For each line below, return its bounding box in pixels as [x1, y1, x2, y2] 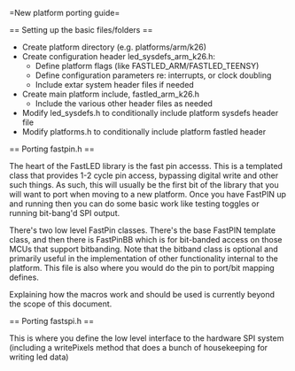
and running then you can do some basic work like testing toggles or [9, 198, 260, 209]
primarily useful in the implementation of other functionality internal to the [9, 253, 279, 264]
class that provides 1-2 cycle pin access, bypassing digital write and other [9, 170, 279, 181]
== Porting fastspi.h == [9, 316, 95, 326]
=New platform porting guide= [9, 8, 120, 18]
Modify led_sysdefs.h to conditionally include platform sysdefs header [21, 108, 279, 118]
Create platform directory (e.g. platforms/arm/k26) [21, 42, 206, 52]
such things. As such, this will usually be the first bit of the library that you [9, 180, 279, 189]
